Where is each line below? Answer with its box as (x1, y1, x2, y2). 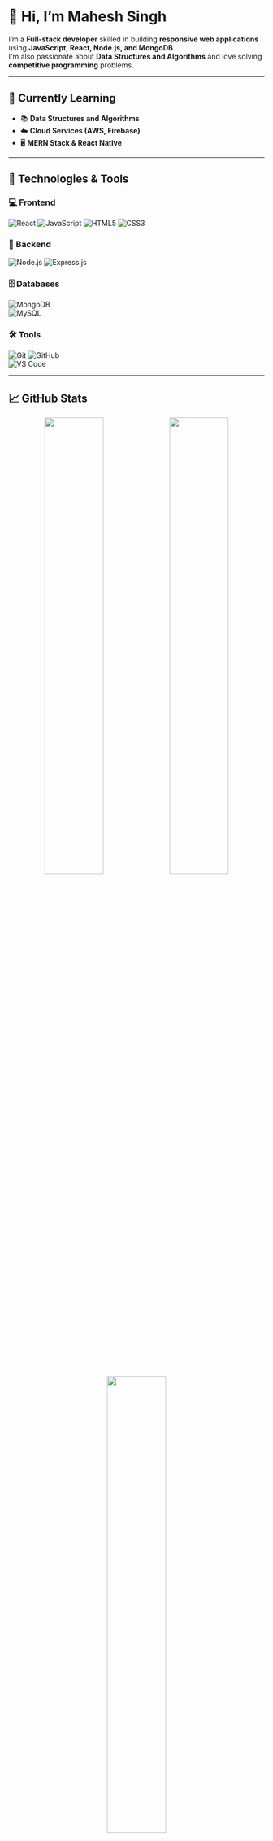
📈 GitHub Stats (8, 391, 88, 405)
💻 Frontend (8, 197, 56, 208)
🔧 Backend (8, 239, 51, 250)
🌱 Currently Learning (8, 91, 116, 105)
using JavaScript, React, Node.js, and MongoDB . (8, 42, 175, 52)
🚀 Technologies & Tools (8, 172, 129, 186)
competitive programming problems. (8, 60, 134, 70)
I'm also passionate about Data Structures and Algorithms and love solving (8, 51, 262, 61)
